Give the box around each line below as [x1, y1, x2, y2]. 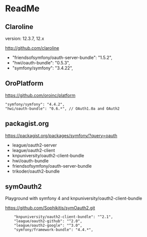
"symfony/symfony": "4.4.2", [5, 102, 65, 107]
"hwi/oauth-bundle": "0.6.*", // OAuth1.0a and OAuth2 [5, 106, 120, 111]
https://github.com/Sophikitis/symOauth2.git [5, 205, 95, 211]
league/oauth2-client [12, 147, 55, 153]
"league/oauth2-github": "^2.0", [14, 219, 83, 224]
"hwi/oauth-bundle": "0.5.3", [12, 60, 70, 65]
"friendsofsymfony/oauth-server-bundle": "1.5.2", [12, 55, 113, 60]
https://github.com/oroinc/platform [5, 92, 76, 98]
